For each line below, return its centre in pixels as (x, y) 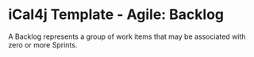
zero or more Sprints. (43, 44)
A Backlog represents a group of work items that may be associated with (127, 36)
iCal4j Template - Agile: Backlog (116, 15)
